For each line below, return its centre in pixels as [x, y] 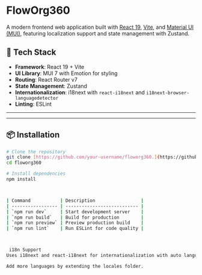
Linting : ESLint [33, 104]
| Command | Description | [75, 201]
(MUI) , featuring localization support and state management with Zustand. [98, 33]
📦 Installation [33, 135]
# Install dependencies [36, 174]
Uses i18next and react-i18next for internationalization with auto [94, 256]
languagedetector [37, 98]
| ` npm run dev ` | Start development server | [75, 212]
